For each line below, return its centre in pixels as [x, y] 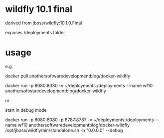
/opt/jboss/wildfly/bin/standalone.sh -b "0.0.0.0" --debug [64, 130]
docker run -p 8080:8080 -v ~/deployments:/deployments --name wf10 [79, 85]
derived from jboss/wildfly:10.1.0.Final [44, 23]
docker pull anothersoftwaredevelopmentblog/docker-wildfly [68, 76]
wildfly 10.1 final [39, 9]
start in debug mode [26, 110]
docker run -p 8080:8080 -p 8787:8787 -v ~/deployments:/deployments [80, 120]
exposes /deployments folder [35, 32]
